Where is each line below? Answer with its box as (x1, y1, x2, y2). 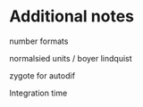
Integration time (9, 87, 68, 98)
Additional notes (9, 6, 135, 27)
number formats (9, 36, 69, 46)
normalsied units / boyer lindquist (9, 53, 132, 63)
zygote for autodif (9, 70, 76, 81)
